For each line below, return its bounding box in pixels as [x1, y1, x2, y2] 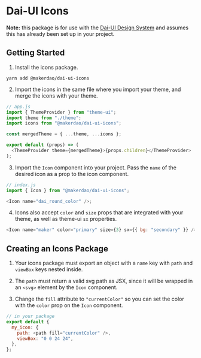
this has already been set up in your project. [6, 30, 115, 37]
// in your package [6, 313, 55, 320]
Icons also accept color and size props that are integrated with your [14, 209, 184, 216]
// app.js [6, 104, 31, 110]
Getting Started [6, 48, 65, 58]
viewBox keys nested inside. [14, 266, 83, 273]
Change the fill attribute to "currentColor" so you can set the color [14, 295, 184, 303]
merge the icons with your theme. [14, 92, 98, 99]
